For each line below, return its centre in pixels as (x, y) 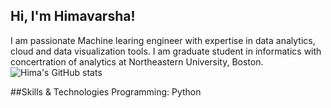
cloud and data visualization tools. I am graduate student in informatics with (166, 51)
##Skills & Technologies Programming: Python (106, 91)
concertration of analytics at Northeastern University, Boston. (137, 61)
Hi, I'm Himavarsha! (73, 16)
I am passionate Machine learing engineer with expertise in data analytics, (163, 40)
